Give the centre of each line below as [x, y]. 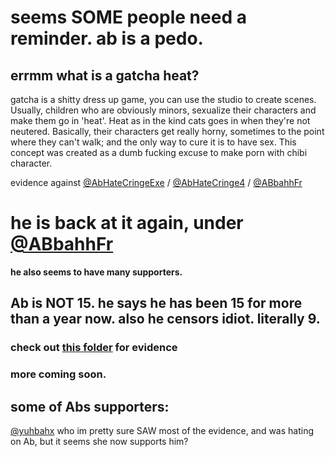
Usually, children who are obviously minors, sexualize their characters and [163, 110]
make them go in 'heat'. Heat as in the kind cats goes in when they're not [160, 120]
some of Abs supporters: [90, 406]
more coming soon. [58, 374]
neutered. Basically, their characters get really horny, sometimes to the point [167, 131]
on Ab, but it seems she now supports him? [99, 441]
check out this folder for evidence [94, 348]
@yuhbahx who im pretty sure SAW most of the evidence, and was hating [162, 430]
